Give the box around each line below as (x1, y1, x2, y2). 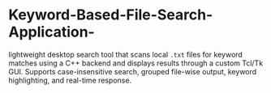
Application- (8, 23, 95, 41)
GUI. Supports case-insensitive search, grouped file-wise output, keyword (8, 66, 257, 76)
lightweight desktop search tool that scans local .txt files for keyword (8, 49, 243, 59)
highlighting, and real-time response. (8, 75, 132, 85)
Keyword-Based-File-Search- (8, 6, 213, 24)
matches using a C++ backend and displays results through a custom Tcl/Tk (8, 58, 264, 68)
